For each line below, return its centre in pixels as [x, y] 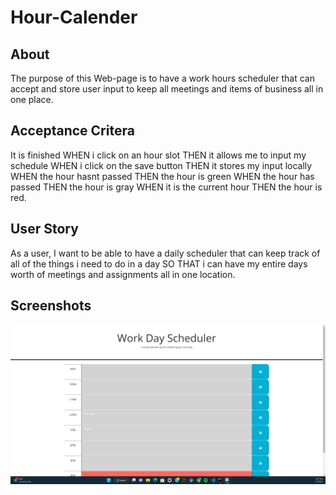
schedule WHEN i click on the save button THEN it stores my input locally [161, 165]
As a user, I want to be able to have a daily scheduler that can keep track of [165, 253]
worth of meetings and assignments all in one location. [123, 274]
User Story [44, 229]
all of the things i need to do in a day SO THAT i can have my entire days [159, 263]
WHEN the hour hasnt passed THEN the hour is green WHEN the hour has [162, 176]
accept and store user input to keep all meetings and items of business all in [167, 89]
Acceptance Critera [72, 131]
